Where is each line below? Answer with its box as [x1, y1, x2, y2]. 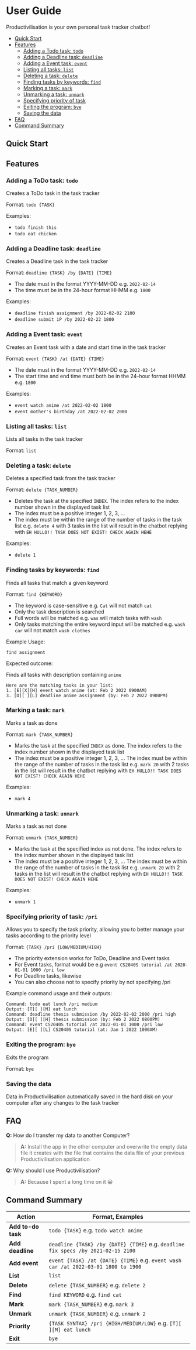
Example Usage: [6, 638, 45, 645]
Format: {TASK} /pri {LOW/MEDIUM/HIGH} [6, 944, 102, 951]
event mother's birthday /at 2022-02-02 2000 [14, 409, 127, 414]
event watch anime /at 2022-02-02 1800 [14, 402, 112, 408]
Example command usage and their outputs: [6, 990, 113, 997]
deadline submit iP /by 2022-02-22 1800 [14, 317, 114, 323]
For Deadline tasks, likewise [14, 972, 82, 979]
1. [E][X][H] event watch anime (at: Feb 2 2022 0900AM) [6, 687, 148, 693]
